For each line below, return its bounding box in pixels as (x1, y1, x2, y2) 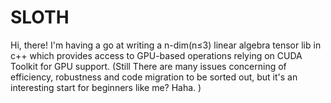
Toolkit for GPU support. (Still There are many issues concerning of (10, 60, 287, 72)
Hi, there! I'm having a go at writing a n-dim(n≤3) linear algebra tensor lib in (10, 39, 322, 51)
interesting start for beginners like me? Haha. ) (10, 81, 202, 93)
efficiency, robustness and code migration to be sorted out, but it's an (10, 71, 298, 83)
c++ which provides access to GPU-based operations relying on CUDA (10, 49, 303, 61)
